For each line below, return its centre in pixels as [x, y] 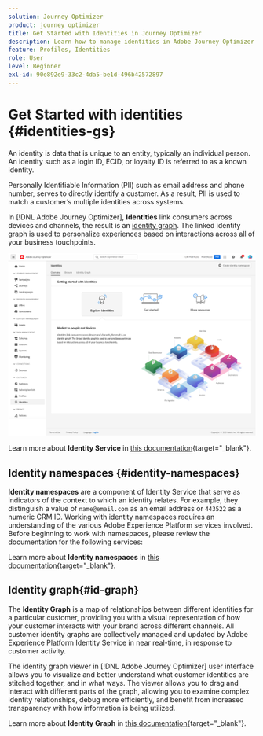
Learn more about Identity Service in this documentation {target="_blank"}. [130, 448]
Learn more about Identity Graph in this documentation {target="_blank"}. [127, 723]
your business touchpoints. [52, 242]
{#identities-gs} [62, 131]
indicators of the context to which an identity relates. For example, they [123, 500]
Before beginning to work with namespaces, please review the [109, 534]
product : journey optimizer [54, 25]
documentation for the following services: [75, 542]
